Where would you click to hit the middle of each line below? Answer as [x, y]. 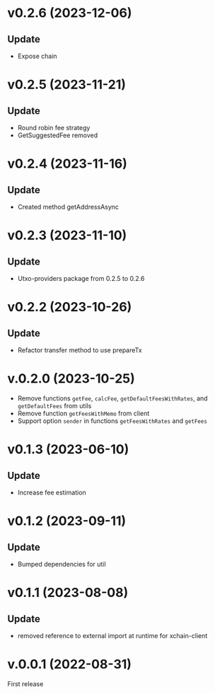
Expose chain [37, 56]
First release [25, 683]
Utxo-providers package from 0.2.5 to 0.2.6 [81, 278]
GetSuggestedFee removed [58, 135]
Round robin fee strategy [54, 128]
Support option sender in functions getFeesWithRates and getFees [112, 421]
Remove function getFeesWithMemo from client [83, 413]
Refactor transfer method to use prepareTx [80, 350]
